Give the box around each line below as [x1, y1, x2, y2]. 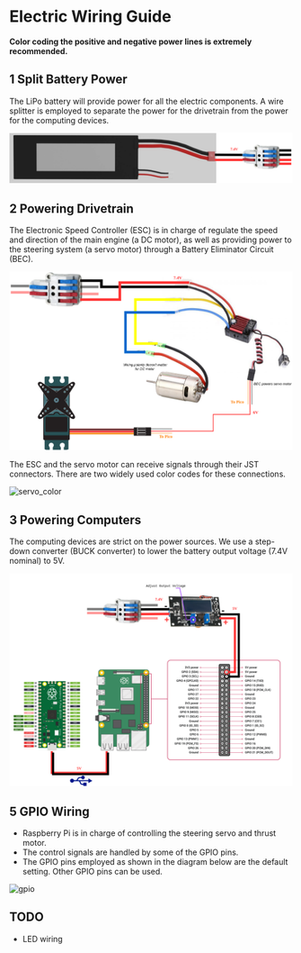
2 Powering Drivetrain [9, 201, 135, 216]
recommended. [9, 45, 68, 56]
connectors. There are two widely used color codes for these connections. [9, 468, 286, 479]
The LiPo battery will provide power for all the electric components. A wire [9, 95, 285, 106]
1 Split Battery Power [9, 72, 128, 87]
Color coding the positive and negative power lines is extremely [9, 36, 252, 47]
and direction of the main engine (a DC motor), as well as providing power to [9, 234, 292, 245]
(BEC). [9, 254, 34, 265]
